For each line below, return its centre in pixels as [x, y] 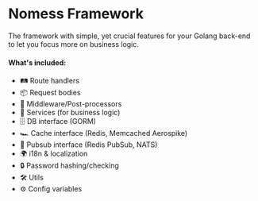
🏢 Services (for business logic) [70, 113]
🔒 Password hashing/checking [69, 166]
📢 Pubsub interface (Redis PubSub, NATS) [89, 145]
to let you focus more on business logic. [73, 44]
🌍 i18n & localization [54, 154]
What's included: [37, 62]
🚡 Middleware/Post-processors [71, 104]
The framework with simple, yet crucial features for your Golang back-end [129, 36]
